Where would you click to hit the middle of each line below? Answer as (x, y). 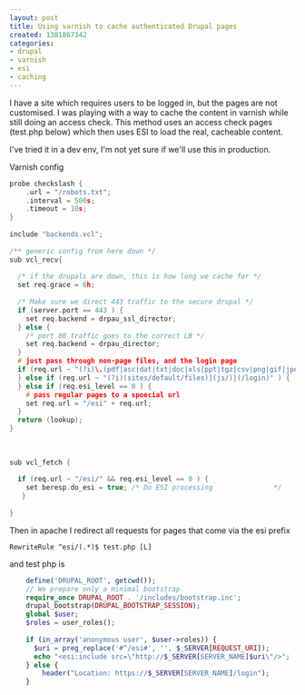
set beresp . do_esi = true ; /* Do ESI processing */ (154, 488)
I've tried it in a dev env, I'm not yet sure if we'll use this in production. (140, 149)
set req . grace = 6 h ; (56, 285)
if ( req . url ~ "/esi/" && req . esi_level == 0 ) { (113, 479)
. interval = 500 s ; (60, 201)
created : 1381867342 (49, 35)
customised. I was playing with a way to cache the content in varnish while (149, 112)
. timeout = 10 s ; (57, 209)
